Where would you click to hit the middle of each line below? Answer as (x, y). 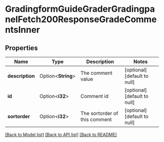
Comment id (94, 96)
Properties (21, 48)
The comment (96, 73)
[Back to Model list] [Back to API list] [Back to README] (61, 135)
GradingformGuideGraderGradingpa (80, 9)
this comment (96, 119)
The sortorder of (99, 113)
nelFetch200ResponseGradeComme (81, 19)
